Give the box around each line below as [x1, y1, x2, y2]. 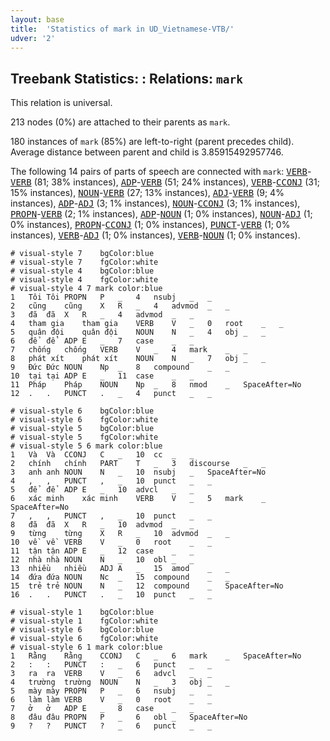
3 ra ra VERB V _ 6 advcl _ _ [10, 669, 213, 679]
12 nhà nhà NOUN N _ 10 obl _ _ [10, 555, 195, 565]
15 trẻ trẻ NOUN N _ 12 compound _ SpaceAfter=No [10, 581, 284, 591]
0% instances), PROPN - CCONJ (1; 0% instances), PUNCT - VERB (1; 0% [10, 219, 291, 231]
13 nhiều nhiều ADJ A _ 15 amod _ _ [10, 564, 230, 574]
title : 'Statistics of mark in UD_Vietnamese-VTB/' [10, 24, 235, 34]
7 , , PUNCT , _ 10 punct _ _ [10, 511, 213, 521]
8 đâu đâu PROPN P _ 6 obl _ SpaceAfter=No [10, 712, 248, 723]
